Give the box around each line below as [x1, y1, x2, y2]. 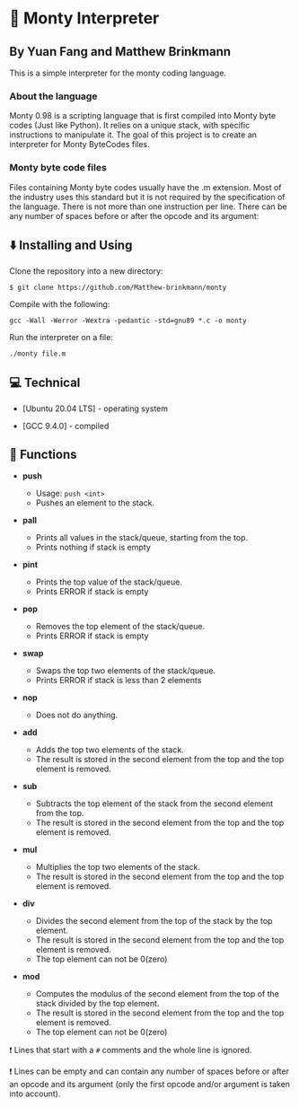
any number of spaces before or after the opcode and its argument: [9, 210, 259, 221]
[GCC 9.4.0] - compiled [22, 421, 110, 432]
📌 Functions [9, 446, 77, 461]
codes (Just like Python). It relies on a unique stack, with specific [9, 120, 251, 131]
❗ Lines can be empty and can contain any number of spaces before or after [9, 1066, 290, 1076]
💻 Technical [9, 374, 81, 390]
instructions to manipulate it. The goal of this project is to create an [9, 129, 258, 140]
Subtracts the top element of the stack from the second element [35, 798, 274, 809]
